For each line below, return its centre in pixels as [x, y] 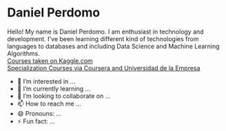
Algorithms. [23, 53]
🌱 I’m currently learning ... [54, 88]
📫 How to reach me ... [49, 104]
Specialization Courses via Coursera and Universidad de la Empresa [104, 68]
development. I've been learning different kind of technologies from [103, 38]
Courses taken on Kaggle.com [50, 60]
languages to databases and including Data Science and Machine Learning [113, 46]
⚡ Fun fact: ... [36, 121]
